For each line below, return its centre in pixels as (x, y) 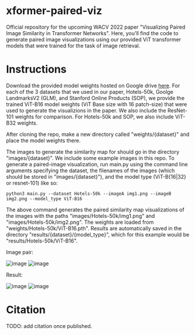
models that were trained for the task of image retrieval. (73, 46)
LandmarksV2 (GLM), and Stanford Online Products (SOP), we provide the (95, 98)
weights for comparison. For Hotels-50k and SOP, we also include (94, 117)
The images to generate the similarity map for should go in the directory (93, 152)
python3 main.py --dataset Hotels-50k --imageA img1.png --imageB (89, 194)
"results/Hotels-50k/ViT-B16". (42, 241)
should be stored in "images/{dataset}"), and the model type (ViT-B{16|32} (96, 176)
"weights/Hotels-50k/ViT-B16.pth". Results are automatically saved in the (94, 228)
